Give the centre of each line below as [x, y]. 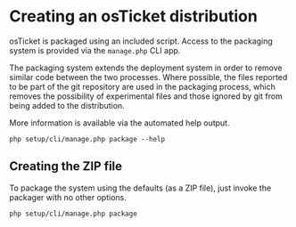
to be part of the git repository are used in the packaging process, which [143, 86]
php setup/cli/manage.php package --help [87, 139]
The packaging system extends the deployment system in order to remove [146, 68]
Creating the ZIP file [66, 166]
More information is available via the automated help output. [119, 123]
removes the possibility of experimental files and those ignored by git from [146, 96]
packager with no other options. [68, 197]
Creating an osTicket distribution [134, 16]
